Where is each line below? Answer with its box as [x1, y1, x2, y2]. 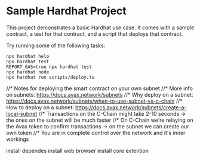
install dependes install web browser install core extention [6, 147, 149, 154]
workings [6, 136, 29, 143]
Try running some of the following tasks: [6, 42, 106, 49]
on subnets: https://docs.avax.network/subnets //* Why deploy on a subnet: [6, 91, 193, 98]
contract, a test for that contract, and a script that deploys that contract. [6, 30, 183, 37]
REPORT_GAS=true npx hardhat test [6, 64, 93, 70]
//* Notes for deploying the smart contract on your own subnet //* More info [6, 85, 193, 92]
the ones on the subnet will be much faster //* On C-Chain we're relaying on [6, 116, 193, 124]
